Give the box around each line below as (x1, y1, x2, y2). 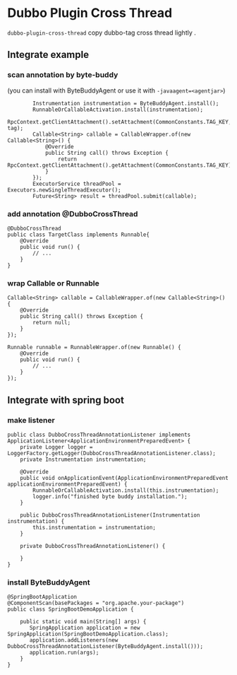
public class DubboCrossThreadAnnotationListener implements (7, 431, 191, 438)
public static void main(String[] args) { (20, 618, 147, 626)
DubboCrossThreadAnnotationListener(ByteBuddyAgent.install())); (7, 643, 203, 650)
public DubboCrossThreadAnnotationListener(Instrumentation (20, 511, 200, 519)
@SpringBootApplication (7, 594, 78, 601)
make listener (7, 415, 55, 425)
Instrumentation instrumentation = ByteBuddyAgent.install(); (32, 100, 219, 107)
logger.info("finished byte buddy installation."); (32, 493, 188, 500)
